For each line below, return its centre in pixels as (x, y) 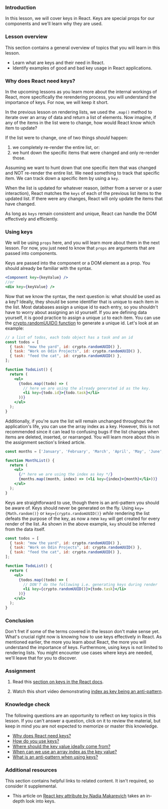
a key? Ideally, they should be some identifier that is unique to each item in (82, 301)
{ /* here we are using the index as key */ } (65, 474)
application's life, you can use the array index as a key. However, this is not (82, 426)
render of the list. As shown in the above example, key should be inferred (80, 523)
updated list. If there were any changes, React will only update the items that (84, 198)
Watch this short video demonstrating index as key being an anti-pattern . (87, 691)
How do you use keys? (36, 741)
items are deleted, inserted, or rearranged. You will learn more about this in (82, 437)
